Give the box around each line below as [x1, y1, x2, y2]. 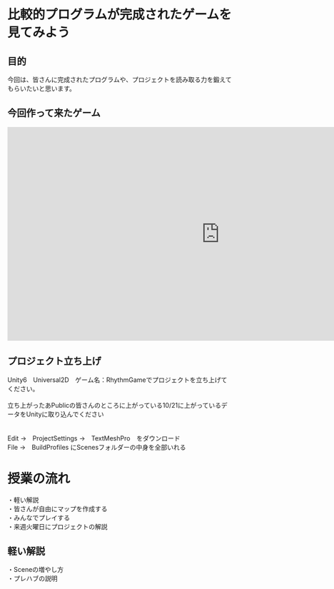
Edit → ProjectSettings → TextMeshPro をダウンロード [7, 433, 181, 443]
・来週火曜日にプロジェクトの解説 [7, 522, 108, 530]
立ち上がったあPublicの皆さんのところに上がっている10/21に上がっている [7, 401, 221, 409]
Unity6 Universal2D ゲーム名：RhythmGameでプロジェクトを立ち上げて [7, 376, 228, 384]
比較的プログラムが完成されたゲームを [7, 6, 232, 23]
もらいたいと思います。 [7, 84, 76, 93]
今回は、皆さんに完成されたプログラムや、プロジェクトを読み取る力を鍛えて [7, 76, 232, 84]
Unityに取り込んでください [26, 410, 105, 418]
